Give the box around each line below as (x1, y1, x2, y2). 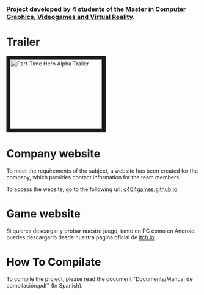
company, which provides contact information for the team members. (6, 173, 181, 181)
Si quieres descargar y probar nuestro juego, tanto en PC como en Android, (6, 227, 197, 234)
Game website (6, 207, 81, 220)
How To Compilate (6, 255, 101, 269)
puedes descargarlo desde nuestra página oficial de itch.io (6, 233, 155, 241)
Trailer (6, 35, 40, 49)
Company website (6, 147, 101, 161)
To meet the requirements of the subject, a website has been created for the (6, 167, 199, 174)
